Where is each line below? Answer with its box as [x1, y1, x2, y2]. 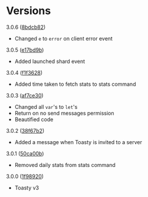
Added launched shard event [14, 58, 85, 65]
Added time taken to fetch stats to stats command [14, 81, 136, 88]
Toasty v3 [14, 184, 40, 191]
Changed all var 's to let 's [14, 103, 78, 110]
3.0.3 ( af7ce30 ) [6, 92, 44, 99]
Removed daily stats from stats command [14, 161, 116, 168]
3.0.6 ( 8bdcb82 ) [6, 24, 46, 31]
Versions [6, 4, 51, 18]
